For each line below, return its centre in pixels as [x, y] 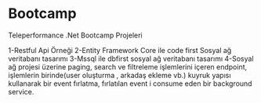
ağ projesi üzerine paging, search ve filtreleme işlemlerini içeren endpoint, [128, 66]
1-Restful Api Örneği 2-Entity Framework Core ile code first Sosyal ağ [120, 50]
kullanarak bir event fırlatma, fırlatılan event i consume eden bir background [130, 83]
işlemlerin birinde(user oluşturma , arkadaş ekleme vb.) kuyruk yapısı [120, 75]
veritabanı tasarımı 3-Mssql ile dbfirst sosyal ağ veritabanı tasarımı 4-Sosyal [131, 59]
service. [21, 91]
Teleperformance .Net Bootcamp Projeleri [75, 35]
